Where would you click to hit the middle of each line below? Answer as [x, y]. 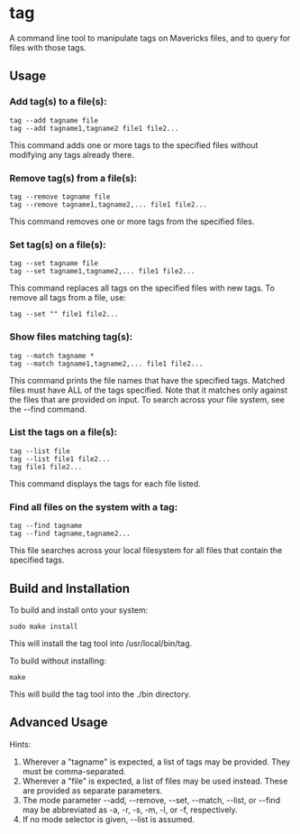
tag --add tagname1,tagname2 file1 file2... [94, 128]
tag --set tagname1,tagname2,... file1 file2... [102, 272]
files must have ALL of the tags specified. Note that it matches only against [149, 390]
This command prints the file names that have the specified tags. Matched [147, 380]
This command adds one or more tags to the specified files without [134, 145]
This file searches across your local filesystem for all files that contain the [146, 551]
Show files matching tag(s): [71, 337]
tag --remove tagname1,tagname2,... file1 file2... [108, 204]
